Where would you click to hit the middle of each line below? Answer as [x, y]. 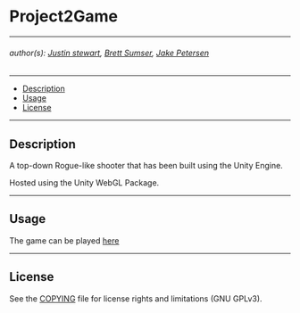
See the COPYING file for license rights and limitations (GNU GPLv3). [136, 298]
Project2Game [64, 16]
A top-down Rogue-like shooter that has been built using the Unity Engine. [146, 165]
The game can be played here [64, 240]
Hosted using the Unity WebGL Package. [84, 182]
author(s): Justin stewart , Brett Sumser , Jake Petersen [109, 53]
